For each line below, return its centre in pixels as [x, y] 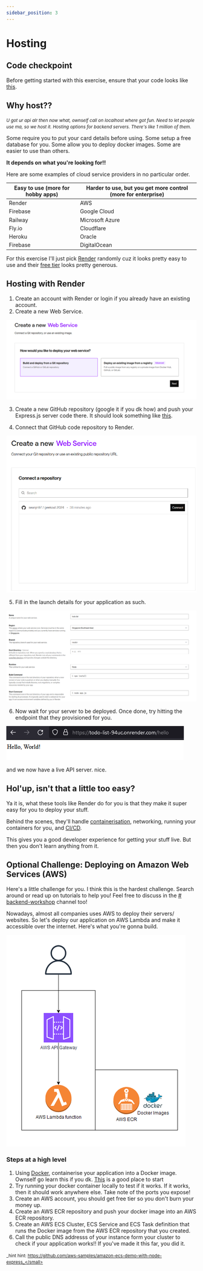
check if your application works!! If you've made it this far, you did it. [100, 1243]
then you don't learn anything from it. [53, 846]
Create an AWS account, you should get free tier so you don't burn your [105, 1199]
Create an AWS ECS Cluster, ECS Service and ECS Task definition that [102, 1224]
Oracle [88, 237]
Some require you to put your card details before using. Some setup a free [99, 138]
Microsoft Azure [100, 220]
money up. [28, 1205]
